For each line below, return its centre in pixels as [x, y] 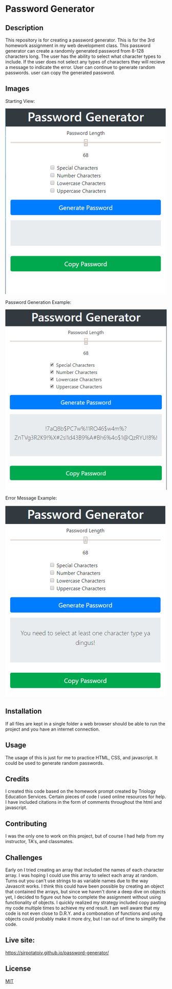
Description [24, 28]
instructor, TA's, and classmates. [40, 842]
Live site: [20, 940]
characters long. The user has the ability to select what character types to [83, 56]
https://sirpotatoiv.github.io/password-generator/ [57, 953]
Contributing [26, 823]
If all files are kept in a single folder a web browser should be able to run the [85, 723]
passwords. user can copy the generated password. [60, 73]
